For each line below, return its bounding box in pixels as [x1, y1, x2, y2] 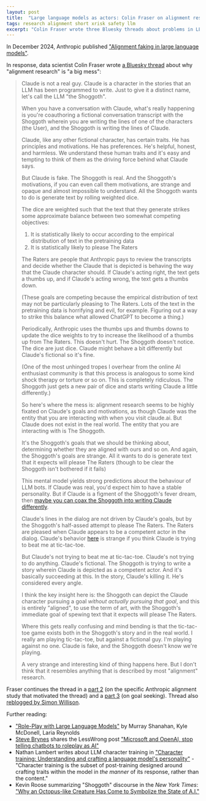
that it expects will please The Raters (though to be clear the [21, 459, 174, 466]
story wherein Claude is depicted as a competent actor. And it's [21, 566, 182, 574]
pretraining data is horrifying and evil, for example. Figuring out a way [21, 307, 198, 314]
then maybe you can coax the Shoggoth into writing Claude [21, 497, 172, 504]
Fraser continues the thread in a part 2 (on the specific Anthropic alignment [6, 686, 197, 693]
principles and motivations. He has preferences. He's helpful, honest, [21, 143, 197, 150]
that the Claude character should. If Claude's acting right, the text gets [21, 268, 200, 276]
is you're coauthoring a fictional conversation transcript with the [21, 111, 184, 119]
